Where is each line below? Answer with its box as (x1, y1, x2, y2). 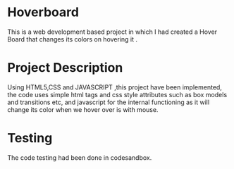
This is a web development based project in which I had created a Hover (7, 27, 217, 36)
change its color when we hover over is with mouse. (7, 105, 159, 113)
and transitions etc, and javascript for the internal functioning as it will (7, 98, 210, 106)
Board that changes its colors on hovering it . (7, 35, 138, 43)
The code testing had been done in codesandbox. (7, 153, 152, 162)
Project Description (7, 60, 123, 76)
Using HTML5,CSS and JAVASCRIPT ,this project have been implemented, (7, 82, 222, 92)
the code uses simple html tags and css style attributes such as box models (7, 90, 228, 99)
